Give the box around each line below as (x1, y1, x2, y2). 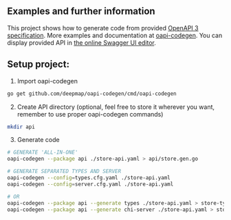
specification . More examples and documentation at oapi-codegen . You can (7, 31, 223, 39)
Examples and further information (7, 6, 156, 17)
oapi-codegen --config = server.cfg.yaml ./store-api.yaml (7, 181, 174, 188)
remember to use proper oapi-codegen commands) (16, 110, 164, 118)
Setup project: (7, 59, 70, 70)
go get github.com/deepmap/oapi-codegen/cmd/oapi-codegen (7, 90, 177, 97)
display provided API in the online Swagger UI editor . (7, 38, 157, 47)
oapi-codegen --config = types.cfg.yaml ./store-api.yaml (7, 174, 170, 181)
